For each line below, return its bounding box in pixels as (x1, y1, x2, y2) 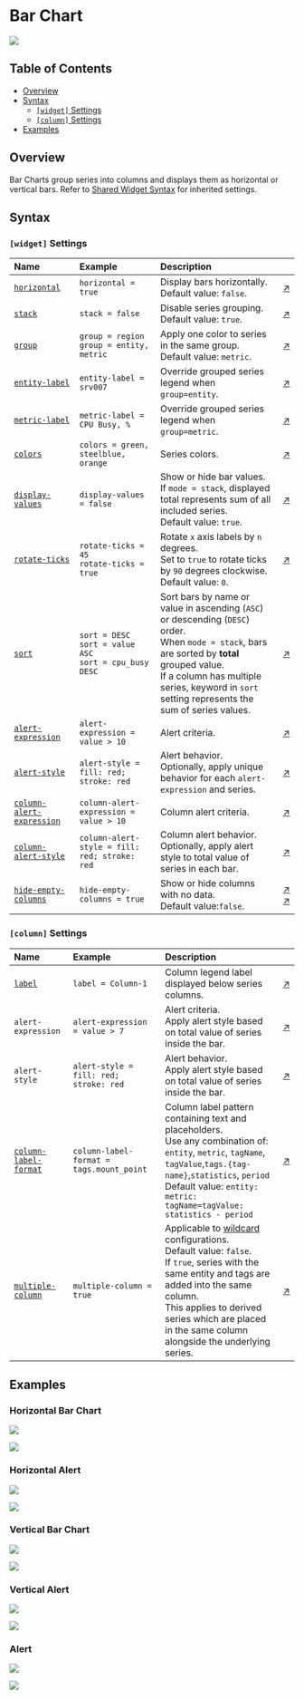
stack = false (79, 309, 140, 319)
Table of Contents (9, 61, 113, 77)
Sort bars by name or (159, 591, 251, 603)
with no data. (159, 889, 215, 902)
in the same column (165, 1324, 249, 1337)
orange (79, 459, 108, 468)
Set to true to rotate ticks (159, 554, 267, 566)
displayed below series (165, 977, 262, 989)
